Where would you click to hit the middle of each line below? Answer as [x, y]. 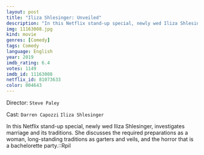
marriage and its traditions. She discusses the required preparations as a [97, 133]
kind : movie [21, 35]
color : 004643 [24, 86]
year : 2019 [20, 57]
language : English [29, 52]
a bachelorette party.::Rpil [39, 146]
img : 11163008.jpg [29, 29]
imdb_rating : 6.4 [28, 63]
